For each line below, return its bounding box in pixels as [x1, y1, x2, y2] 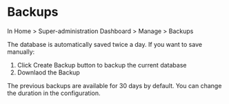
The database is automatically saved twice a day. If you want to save [7, 40, 202, 48]
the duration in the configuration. [7, 89, 101, 97]
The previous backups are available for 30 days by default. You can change [7, 81, 222, 90]
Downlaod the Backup [17, 68, 81, 76]
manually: [7, 48, 35, 56]
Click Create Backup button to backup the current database [17, 61, 187, 69]
